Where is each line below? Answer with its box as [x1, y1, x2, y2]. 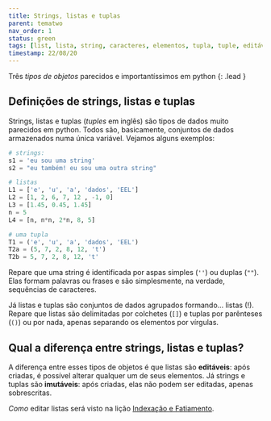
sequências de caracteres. [8, 285, 97, 294]
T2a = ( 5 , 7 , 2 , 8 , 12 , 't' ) [8, 245, 106, 254]
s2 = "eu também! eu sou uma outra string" [8, 164, 157, 172]
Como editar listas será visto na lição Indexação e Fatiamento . [8, 404, 215, 413]
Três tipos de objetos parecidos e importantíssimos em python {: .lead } [8, 72, 247, 81]
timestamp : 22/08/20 [8, 49, 78, 57]
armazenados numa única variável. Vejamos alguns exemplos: [8, 133, 215, 143]
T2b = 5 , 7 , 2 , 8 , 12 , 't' [8, 253, 99, 261]
